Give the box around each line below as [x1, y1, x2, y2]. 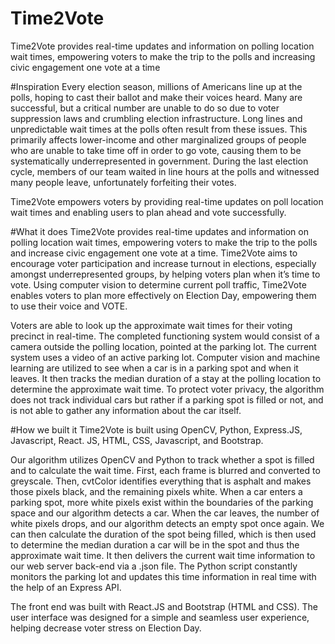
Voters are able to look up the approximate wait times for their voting [10, 319, 293, 331]
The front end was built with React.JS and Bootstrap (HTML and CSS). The [10, 600, 318, 612]
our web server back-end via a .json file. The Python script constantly [10, 560, 298, 572]
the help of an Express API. [10, 581, 122, 593]
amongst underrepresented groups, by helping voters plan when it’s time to [10, 268, 321, 280]
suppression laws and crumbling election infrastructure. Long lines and [10, 112, 303, 124]
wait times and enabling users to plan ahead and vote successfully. [10, 206, 287, 218]
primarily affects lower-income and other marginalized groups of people [10, 133, 307, 146]
